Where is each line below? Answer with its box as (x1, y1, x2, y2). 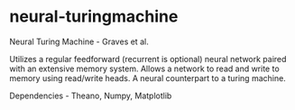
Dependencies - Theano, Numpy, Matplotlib (9, 90, 172, 101)
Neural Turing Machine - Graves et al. (9, 36, 149, 47)
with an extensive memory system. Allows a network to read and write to (9, 63, 280, 74)
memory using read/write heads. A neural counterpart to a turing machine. (9, 72, 286, 83)
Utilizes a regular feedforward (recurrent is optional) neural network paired (9, 53, 287, 64)
